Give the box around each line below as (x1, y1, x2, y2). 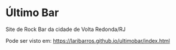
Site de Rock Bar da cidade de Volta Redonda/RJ (5, 26, 126, 33)
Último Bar (5, 6, 59, 20)
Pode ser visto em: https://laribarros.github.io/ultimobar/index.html (5, 37, 170, 44)
